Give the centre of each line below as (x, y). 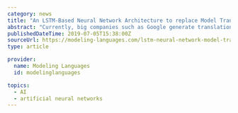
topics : (19, 85)
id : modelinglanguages (47, 72)
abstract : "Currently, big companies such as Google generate (101, 27)
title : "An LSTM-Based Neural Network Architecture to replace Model (112, 20)
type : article (28, 47)
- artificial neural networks (58, 99)
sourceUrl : (23, 40)
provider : (22, 60)
